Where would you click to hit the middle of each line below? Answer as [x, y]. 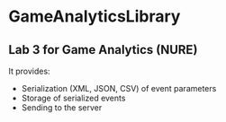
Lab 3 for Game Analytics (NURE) [103, 50]
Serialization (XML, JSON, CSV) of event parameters [119, 88]
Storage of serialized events [73, 98]
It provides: [29, 71]
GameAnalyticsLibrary [95, 17]
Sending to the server [62, 108]
